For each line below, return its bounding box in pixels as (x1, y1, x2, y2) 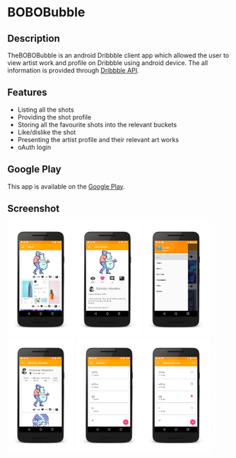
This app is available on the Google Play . (7, 182, 125, 191)
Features (7, 86, 47, 99)
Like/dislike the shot (17, 128, 76, 136)
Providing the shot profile (17, 112, 92, 121)
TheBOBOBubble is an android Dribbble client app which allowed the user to (7, 51, 230, 59)
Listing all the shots (17, 105, 74, 114)
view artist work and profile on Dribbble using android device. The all (7, 59, 208, 67)
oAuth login (17, 143, 52, 151)
